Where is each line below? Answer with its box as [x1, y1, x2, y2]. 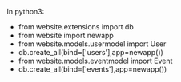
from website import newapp [18, 31, 115, 40]
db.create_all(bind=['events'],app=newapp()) [18, 64, 167, 74]
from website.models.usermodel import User [18, 39, 167, 49]
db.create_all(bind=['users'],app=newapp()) [18, 48, 164, 57]
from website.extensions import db [18, 22, 135, 31]
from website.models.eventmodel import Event [18, 56, 173, 65]
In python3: [6, 7, 45, 16]
